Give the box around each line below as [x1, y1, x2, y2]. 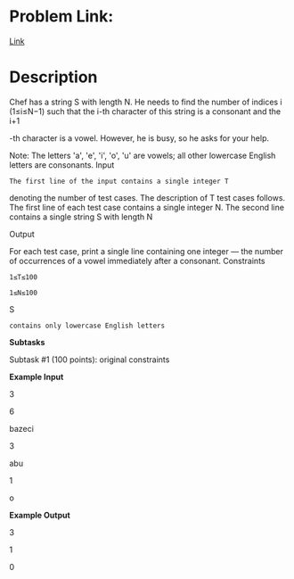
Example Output [9, 509, 71, 520]
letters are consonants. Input [9, 159, 115, 170]
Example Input [9, 371, 64, 382]
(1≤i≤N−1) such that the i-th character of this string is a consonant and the [9, 105, 282, 117]
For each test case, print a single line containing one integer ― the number [9, 245, 283, 256]
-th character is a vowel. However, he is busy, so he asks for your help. [9, 132, 270, 144]
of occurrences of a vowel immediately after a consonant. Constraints [9, 255, 265, 266]
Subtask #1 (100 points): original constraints [9, 354, 170, 365]
